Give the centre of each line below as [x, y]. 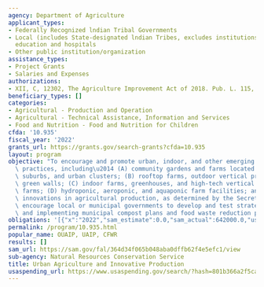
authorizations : [35, 81]
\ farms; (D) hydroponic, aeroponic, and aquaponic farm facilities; [131, 191]
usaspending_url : [37, 271]
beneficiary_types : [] [45, 96]
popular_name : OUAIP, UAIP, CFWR [63, 235]
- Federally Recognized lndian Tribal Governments [93, 30]
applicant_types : [37, 23]
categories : [27, 103]
